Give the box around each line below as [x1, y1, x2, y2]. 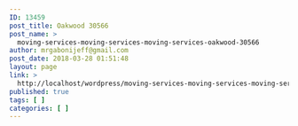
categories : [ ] [9, 104, 69, 113]
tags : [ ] [9, 95, 46, 105]
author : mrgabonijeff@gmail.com [9, 46, 129, 55]
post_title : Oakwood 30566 [9, 21, 109, 30]
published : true [9, 87, 69, 96]
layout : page [9, 63, 58, 72]
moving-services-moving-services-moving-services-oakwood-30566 [17, 37, 260, 47]
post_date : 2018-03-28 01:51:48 [9, 54, 129, 63]
